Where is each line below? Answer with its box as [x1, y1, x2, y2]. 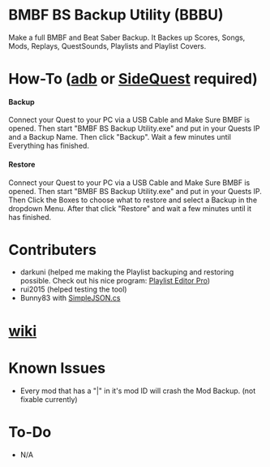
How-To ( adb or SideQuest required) [8, 70, 258, 89]
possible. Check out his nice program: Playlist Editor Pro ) [19, 276, 211, 286]
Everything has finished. [8, 141, 89, 151]
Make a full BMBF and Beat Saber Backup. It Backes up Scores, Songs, [8, 32, 246, 42]
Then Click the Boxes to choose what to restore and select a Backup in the [8, 195, 258, 205]
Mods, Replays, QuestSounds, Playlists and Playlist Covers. [8, 41, 207, 50]
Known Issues [8, 359, 106, 377]
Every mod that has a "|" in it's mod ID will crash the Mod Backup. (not [19, 386, 256, 396]
